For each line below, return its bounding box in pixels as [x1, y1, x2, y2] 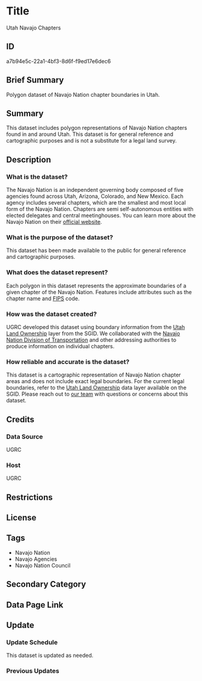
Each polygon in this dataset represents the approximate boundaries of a [6, 282, 186, 289]
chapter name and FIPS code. [6, 295, 80, 302]
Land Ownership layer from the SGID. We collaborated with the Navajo [6, 330, 180, 337]
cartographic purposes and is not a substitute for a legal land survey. [6, 137, 177, 144]
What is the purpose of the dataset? [6, 233, 113, 241]
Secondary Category [6, 579, 86, 590]
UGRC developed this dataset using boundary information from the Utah [6, 323, 185, 330]
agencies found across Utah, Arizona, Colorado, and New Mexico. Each [6, 193, 184, 200]
